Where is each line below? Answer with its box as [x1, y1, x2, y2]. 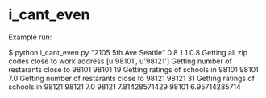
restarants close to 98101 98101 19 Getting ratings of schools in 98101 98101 [8, 64, 260, 74]
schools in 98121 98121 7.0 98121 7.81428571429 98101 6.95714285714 [8, 82, 242, 92]
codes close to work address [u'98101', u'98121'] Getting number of [8, 56, 232, 66]
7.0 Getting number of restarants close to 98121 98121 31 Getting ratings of [8, 73, 256, 83]
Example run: [8, 32, 52, 42]
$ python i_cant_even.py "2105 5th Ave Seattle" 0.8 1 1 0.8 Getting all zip [8, 47, 248, 57]
